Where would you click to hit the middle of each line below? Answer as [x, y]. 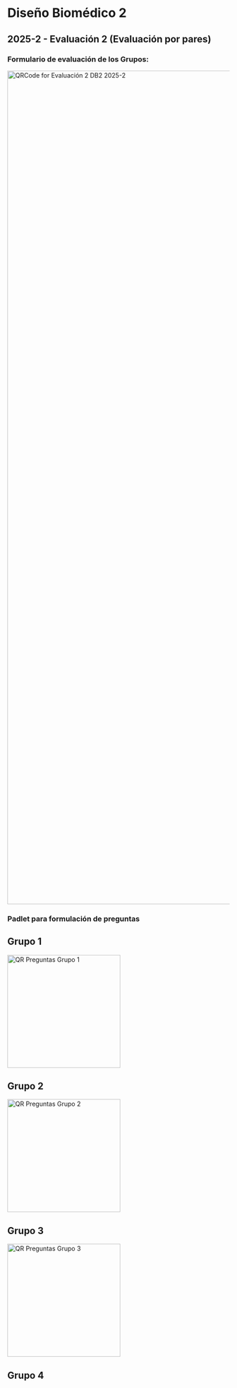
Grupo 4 [26, 1375]
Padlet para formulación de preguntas [73, 919]
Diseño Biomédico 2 [67, 13]
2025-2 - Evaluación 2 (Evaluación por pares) [109, 39]
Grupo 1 [25, 942]
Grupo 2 [25, 1086]
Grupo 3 [26, 1230]
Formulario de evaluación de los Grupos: [78, 59]
